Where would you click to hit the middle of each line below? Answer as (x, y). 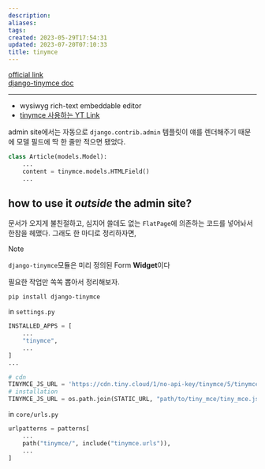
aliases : (22, 23)
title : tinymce (33, 52)
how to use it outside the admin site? (100, 203)
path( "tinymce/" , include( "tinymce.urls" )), (97, 443)
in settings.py (32, 312)
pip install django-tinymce (54, 297)
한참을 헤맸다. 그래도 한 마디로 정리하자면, (72, 233)
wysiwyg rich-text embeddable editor (80, 106)
